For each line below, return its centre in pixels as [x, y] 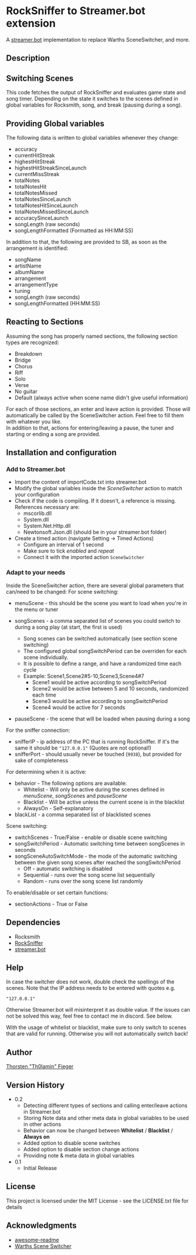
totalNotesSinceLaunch [43, 199]
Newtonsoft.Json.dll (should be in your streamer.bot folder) [95, 532]
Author [19, 1052]
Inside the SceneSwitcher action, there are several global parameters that [95, 585]
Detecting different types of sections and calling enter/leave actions [105, 1105]
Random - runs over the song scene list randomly [83, 881]
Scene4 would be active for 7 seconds [79, 707]
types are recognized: [33, 342]
